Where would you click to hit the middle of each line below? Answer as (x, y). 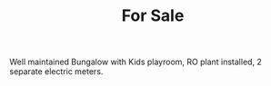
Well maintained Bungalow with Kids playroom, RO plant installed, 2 (135, 62)
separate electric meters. (56, 72)
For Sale (153, 16)
